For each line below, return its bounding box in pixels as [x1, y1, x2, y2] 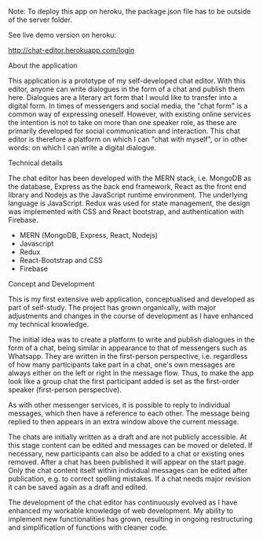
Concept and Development [8, 279, 96, 288]
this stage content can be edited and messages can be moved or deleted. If [8, 441, 253, 449]
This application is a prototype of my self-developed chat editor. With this [8, 76, 246, 85]
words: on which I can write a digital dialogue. [8, 143, 157, 152]
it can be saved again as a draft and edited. [8, 483, 148, 491]
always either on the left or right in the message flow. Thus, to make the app [8, 368, 254, 377]
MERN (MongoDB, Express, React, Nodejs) [19, 231, 159, 239]
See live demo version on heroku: [8, 31, 116, 39]
